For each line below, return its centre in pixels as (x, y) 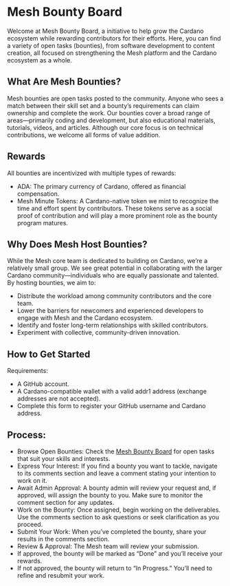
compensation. (38, 194)
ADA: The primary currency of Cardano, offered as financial (101, 186)
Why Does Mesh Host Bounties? (77, 244)
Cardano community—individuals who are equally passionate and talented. (113, 275)
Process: (26, 435)
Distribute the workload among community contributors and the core (114, 296)
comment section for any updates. (66, 503)
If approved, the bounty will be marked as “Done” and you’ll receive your (120, 553)
